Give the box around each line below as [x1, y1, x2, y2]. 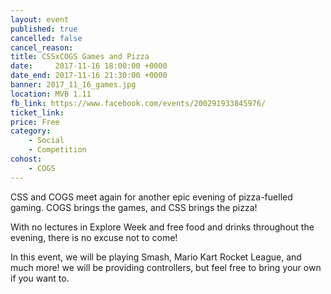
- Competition [28, 145, 87, 155]
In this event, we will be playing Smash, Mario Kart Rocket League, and [10, 251, 302, 263]
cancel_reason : [10, 42, 74, 53]
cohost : [10, 154, 43, 164]
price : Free [10, 117, 60, 127]
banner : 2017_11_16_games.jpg [10, 80, 137, 90]
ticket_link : [10, 107, 65, 118]
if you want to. [10, 272, 70, 284]
